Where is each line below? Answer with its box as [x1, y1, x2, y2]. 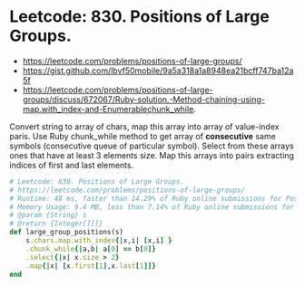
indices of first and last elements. [9, 159, 134, 170]
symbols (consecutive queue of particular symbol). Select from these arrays [9, 140, 295, 151]
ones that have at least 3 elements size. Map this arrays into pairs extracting [9, 149, 295, 160]
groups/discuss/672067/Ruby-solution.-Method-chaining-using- [22, 93, 265, 105]
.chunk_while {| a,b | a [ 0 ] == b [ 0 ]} [25, 244, 156, 253]
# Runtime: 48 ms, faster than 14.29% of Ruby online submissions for [9, 194, 282, 203]
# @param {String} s [9, 211, 88, 220]
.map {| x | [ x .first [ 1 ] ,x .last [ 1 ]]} [25, 261, 156, 271]
